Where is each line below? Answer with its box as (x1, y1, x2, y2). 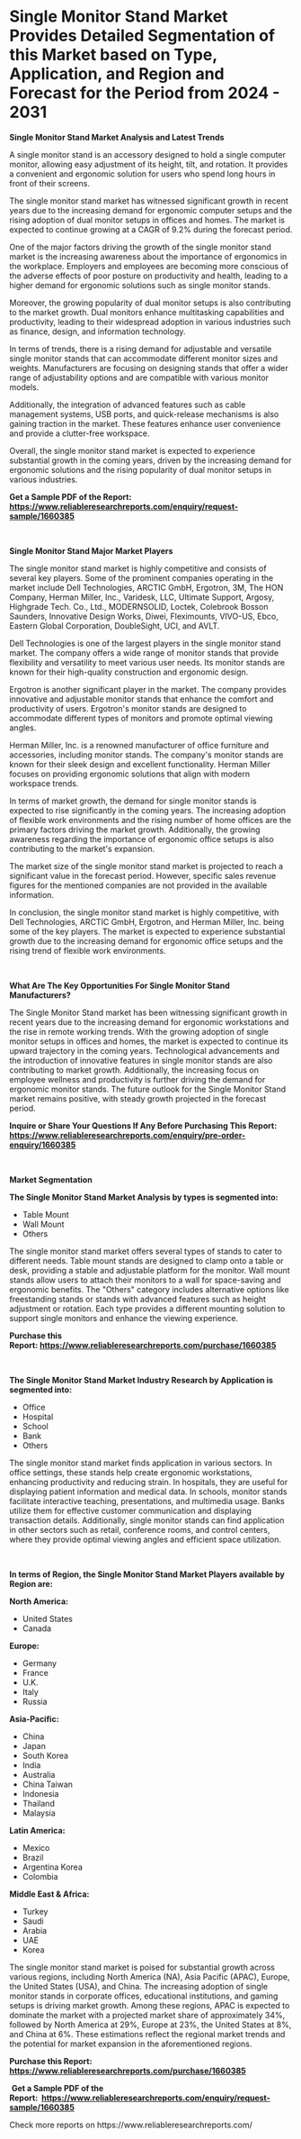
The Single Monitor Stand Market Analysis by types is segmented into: (9, 1192, 279, 1202)
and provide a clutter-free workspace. (9, 428, 150, 439)
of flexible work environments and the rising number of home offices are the (9, 814, 292, 825)
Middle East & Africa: (9, 1889, 90, 1899)
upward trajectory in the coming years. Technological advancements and (9, 1045, 280, 1056)
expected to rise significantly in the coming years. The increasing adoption (9, 804, 286, 816)
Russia (22, 1696, 48, 1707)
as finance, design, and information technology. (9, 326, 186, 337)
